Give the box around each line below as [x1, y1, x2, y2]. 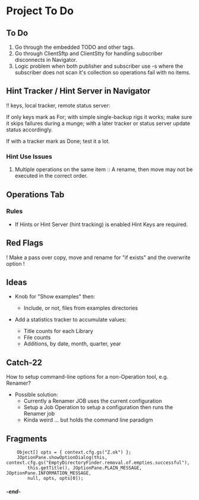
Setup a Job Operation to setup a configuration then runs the [23, 404, 173, 411]
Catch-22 [6, 357, 43, 367]
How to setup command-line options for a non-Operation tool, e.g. [6, 373, 168, 380]
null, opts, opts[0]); [27, 476, 84, 482]
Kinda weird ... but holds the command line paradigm [23, 416, 153, 423]
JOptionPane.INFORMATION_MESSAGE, [6, 470, 92, 476]
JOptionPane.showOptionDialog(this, [17, 455, 108, 461]
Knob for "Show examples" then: [14, 293, 95, 300]
